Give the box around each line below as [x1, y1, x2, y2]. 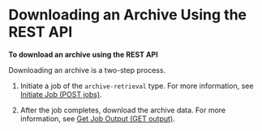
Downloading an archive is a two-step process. [8, 65, 166, 74]
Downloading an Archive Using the [8, 6, 247, 24]
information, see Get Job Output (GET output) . [19, 113, 176, 123]
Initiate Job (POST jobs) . [19, 89, 103, 99]
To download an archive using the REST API [8, 49, 158, 59]
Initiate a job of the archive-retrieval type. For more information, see [19, 81, 254, 91]
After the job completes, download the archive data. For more [19, 105, 226, 115]
